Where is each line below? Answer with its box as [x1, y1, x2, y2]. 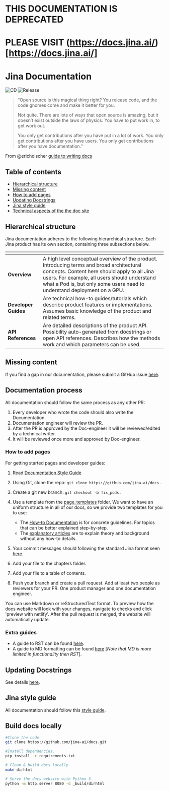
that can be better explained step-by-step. [20, 524, 108, 531]
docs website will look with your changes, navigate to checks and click [5, 606, 152, 612]
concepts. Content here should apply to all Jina [42, 268, 154, 275]
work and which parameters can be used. [42, 341, 141, 348]
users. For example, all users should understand [42, 274, 156, 281]
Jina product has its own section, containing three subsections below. [5, 241, 150, 247]
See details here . [5, 679, 40, 685]
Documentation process [5, 386, 83, 394]
